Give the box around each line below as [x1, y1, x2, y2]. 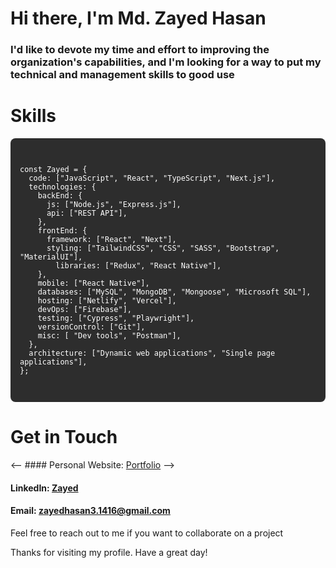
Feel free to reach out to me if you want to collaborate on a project [10, 527, 284, 539]
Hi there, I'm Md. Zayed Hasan [10, 7, 267, 30]
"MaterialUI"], [19, 252, 83, 262]
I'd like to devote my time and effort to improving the [10, 43, 270, 57]
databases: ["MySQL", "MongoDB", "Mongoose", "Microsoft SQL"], [37, 287, 312, 297]
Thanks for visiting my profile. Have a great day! [10, 546, 208, 558]
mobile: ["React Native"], [37, 278, 150, 289]
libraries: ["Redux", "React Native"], [55, 261, 222, 271]
